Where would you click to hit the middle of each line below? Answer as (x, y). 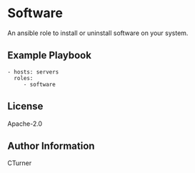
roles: (24, 78)
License (25, 106)
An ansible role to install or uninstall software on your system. (98, 33)
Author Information (51, 145)
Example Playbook (49, 55)
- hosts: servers (33, 72)
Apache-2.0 (25, 124)
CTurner (20, 163)
